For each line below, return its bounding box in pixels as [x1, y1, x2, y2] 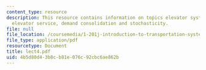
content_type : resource [6, 9, 67, 15]
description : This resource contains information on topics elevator [6, 15, 188, 21]
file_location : [6, 32, 45, 38]
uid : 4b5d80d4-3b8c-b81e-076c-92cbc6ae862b [6, 54, 120, 60]
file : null [6, 26, 34, 32]
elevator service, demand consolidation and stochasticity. [12, 20, 169, 26]
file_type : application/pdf [6, 37, 78, 43]
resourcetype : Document [6, 43, 67, 49]
